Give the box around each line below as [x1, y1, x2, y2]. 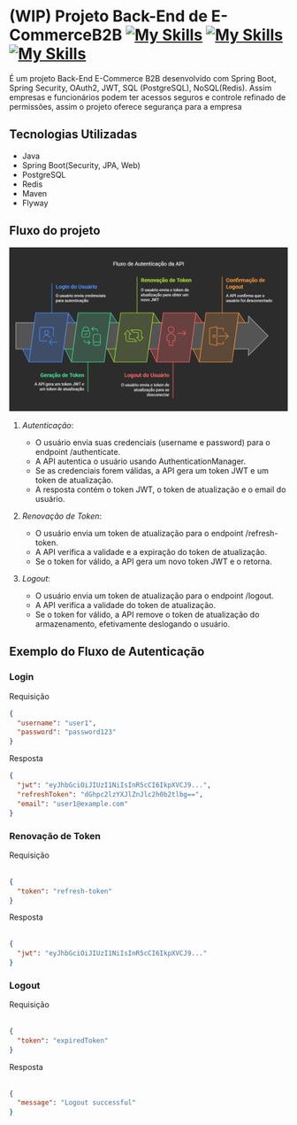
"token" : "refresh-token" [17, 887, 113, 896]
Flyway [21, 197, 49, 208]
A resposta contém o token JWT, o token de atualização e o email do [34, 484, 286, 495]
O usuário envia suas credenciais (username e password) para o [34, 437, 271, 448]
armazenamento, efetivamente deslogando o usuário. [34, 619, 231, 629]
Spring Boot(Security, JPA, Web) [21, 159, 141, 170]
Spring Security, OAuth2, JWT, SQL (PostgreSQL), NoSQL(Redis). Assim [9, 82, 272, 93]
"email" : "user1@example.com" [17, 799, 128, 808]
